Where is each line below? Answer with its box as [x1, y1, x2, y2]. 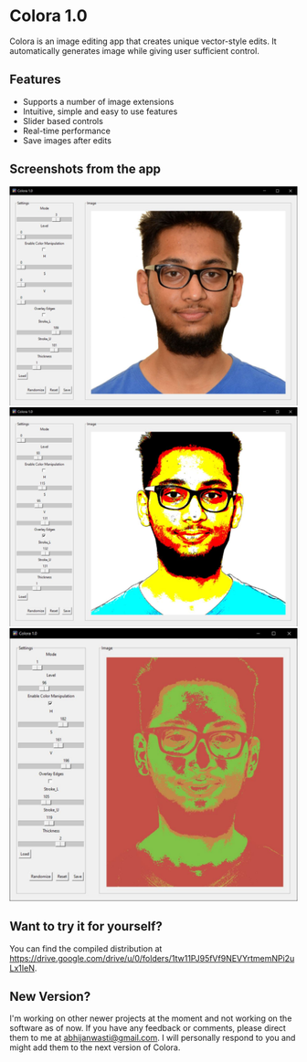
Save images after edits [22, 134, 112, 146]
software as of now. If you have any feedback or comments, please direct [9, 1023, 286, 1034]
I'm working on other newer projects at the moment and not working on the [9, 1013, 292, 1024]
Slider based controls [22, 115, 103, 126]
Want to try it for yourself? [9, 919, 163, 934]
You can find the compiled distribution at [9, 942, 163, 954]
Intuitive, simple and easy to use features [22, 106, 178, 117]
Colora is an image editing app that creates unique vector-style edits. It [9, 36, 277, 47]
